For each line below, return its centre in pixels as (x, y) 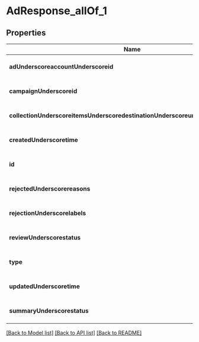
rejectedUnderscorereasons (50, 189)
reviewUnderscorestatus (45, 238)
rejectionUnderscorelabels (48, 213)
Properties (26, 33)
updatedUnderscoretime (44, 286)
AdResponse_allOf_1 (57, 11)
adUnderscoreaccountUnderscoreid (61, 67)
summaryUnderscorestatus (49, 311)
